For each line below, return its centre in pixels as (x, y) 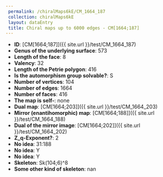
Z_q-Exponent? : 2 (36, 138)
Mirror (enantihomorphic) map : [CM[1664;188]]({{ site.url (84, 113)
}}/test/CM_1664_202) (40, 132)
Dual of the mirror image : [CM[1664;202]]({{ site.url (77, 125)
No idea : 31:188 (33, 144)
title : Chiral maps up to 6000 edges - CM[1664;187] (74, 28)
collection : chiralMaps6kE (41, 17)
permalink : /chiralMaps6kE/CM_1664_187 (57, 11)
